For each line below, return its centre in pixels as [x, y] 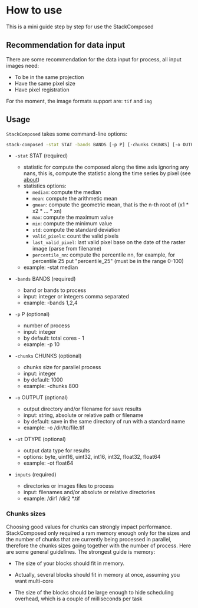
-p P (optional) [32, 314]
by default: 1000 [43, 380]
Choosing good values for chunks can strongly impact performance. [89, 527]
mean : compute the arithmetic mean [75, 199]
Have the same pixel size [45, 83]
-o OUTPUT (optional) [41, 397]
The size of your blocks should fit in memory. [70, 563]
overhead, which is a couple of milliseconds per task [78, 599]
